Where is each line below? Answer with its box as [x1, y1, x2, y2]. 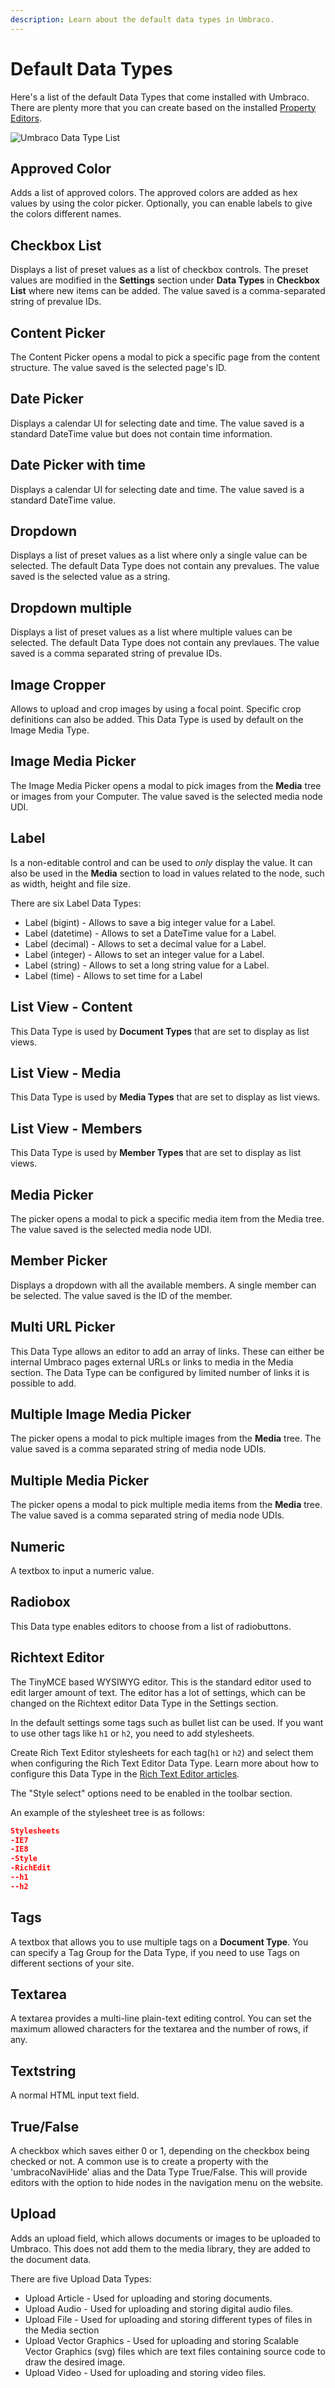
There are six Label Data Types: [10, 897, 142, 909]
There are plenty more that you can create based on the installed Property [10, 101, 317, 113]
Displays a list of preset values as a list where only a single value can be [10, 549, 308, 561]
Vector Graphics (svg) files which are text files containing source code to [24, 2345, 326, 2357]
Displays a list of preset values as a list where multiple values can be [10, 626, 293, 638]
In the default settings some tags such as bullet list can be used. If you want [10, 1716, 324, 1728]
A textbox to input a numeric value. [10, 1565, 155, 1576]
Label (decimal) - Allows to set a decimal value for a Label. [24, 937, 267, 950]
